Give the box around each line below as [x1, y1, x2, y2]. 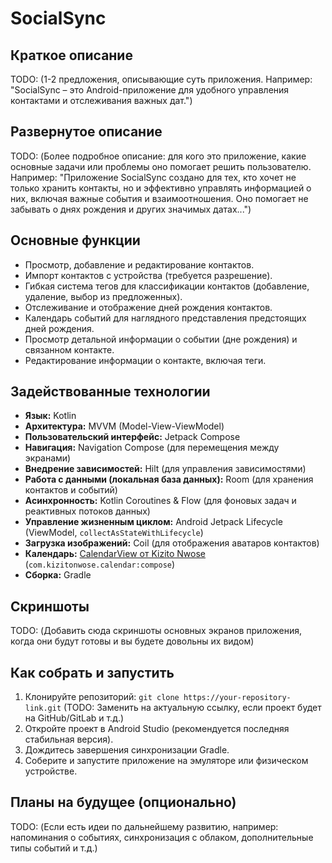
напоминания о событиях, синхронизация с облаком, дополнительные [10, 831, 314, 843]
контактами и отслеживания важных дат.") [10, 95, 193, 106]
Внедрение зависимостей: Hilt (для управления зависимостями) [24, 463, 307, 475]
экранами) [24, 452, 72, 464]
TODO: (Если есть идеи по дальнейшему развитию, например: [10, 820, 279, 832]
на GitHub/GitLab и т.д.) [24, 712, 125, 724]
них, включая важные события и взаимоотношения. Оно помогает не [10, 192, 309, 204]
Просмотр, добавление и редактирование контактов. [24, 258, 255, 271]
